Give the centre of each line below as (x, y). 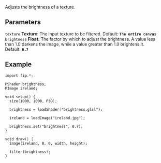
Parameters (23, 22)
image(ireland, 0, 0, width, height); (49, 143)
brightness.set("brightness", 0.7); (46, 126)
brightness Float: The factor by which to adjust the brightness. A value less (80, 39)
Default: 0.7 (17, 49)
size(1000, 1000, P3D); (33, 101)
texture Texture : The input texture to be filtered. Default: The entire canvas (81, 34)
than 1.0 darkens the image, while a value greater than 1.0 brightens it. (75, 44)
